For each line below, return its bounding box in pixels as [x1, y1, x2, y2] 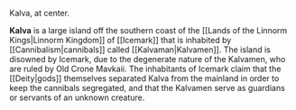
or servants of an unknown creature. [9, 92, 145, 103]
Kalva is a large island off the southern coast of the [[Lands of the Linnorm [9, 25, 288, 35]
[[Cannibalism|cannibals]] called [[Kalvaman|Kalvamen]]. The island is [9, 44, 271, 55]
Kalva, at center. [9, 8, 70, 18]
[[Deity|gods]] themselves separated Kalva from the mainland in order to [9, 73, 280, 84]
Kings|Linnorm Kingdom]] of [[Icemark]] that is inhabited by [9, 35, 232, 45]
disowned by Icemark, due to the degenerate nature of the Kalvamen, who [9, 54, 286, 64]
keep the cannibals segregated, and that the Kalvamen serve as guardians [9, 83, 286, 93]
